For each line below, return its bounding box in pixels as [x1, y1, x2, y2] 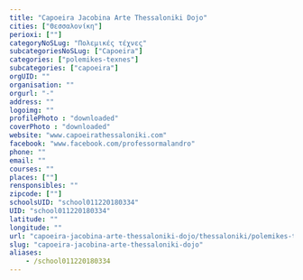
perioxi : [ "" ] [9, 30, 63, 39]
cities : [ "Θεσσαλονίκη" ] [9, 22, 103, 31]
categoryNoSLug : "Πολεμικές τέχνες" [9, 38, 147, 48]
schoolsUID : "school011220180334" [9, 198, 140, 208]
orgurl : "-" [9, 89, 54, 98]
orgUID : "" [9, 72, 50, 81]
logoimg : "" [9, 106, 54, 115]
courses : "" [9, 164, 54, 173]
